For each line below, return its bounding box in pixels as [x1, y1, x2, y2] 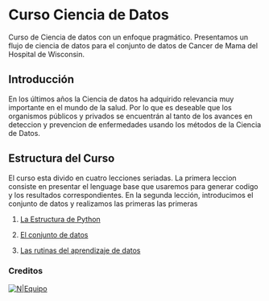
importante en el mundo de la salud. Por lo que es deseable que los [8, 102, 232, 112]
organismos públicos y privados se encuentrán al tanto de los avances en [8, 111, 253, 121]
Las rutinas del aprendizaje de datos [19, 245, 141, 255]
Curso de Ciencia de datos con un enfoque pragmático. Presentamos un [8, 32, 249, 42]
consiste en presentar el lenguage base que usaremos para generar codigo [8, 181, 259, 191]
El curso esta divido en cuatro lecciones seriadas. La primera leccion [8, 173, 237, 183]
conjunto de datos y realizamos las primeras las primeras [8, 199, 198, 208]
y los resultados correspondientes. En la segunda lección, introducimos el [8, 190, 254, 200]
